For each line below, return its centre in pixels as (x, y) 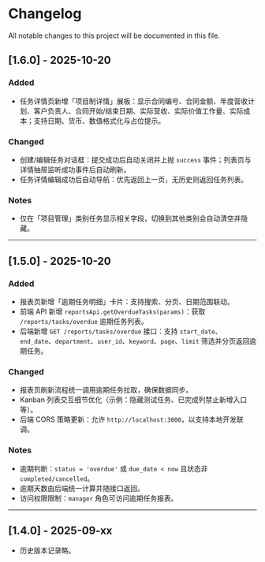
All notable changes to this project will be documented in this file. (114, 35)
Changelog (45, 14)
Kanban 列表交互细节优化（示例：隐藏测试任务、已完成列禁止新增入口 (133, 400)
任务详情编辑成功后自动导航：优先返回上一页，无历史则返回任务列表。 (134, 179)
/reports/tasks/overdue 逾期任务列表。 (84, 321)
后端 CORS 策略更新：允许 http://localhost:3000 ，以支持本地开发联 (131, 419)
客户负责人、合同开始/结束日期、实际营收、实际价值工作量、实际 (138, 110)
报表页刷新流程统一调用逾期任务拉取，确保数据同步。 (106, 390)
